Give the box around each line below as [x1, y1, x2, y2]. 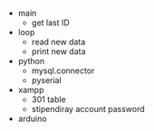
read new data [31, 36, 86, 47]
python [17, 56, 45, 66]
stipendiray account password [31, 104, 145, 114]
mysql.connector [31, 65, 95, 76]
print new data [31, 46, 86, 57]
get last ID [31, 17, 70, 28]
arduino [17, 113, 47, 124]
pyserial [31, 75, 62, 85]
